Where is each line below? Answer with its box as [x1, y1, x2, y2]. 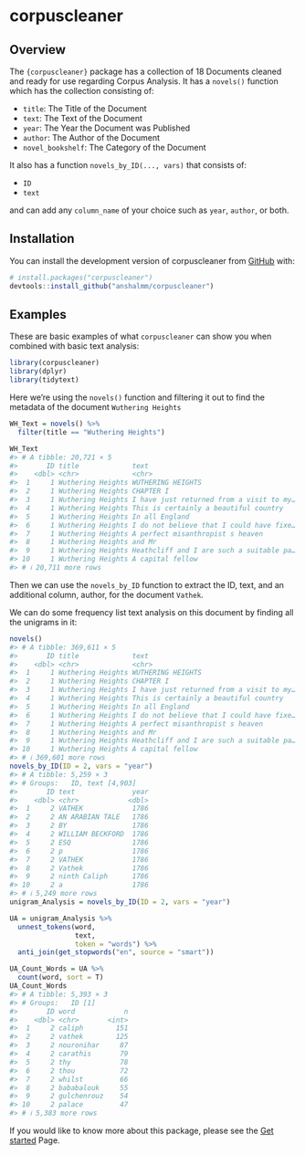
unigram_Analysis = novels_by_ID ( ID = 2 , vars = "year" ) [9, 898, 231, 907]
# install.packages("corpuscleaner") [9, 273, 153, 282]
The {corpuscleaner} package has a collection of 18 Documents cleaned [9, 66, 282, 77]
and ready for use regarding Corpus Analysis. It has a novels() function [9, 76, 279, 87]
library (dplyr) [9, 367, 68, 376]
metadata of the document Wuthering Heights [9, 402, 182, 412]
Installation [9, 231, 75, 247]
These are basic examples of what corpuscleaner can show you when [9, 331, 272, 342]
